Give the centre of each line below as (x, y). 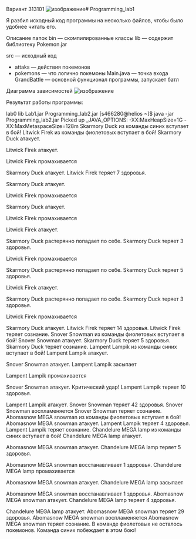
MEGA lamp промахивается (40, 471)
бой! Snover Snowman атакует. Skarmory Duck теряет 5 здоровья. (88, 340)
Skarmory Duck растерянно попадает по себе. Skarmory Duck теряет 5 (95, 270)
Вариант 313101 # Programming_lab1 (70, 9)
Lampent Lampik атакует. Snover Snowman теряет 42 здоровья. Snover (94, 405)
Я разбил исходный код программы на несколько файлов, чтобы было (95, 20)
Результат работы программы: (45, 102)
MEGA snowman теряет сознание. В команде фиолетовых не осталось (94, 524)
